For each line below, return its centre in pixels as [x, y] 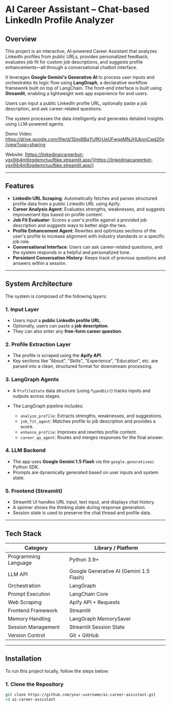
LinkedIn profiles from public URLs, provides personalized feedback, [77, 56]
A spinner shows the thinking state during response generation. [79, 508]
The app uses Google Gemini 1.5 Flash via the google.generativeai [83, 461]
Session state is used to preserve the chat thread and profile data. [82, 513]
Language [20, 563]
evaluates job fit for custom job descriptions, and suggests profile [74, 62]
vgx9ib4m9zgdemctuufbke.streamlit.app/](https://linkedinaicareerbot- [79, 160]
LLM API [18, 574]
